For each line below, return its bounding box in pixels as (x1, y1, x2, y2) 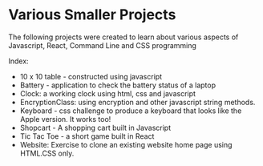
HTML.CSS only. (19, 148, 75, 158)
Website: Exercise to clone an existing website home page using (19, 140, 233, 149)
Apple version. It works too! (19, 114, 111, 123)
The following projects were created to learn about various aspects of (8, 32, 239, 42)
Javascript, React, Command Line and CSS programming (8, 40, 196, 50)
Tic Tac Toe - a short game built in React (19, 131, 155, 141)
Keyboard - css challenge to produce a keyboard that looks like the (19, 106, 242, 115)
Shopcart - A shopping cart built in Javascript (19, 123, 171, 132)
